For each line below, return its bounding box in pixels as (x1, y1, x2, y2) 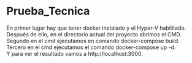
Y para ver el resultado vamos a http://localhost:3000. (6, 50, 143, 57)
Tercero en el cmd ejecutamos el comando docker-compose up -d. (6, 44, 176, 51)
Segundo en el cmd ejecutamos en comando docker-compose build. (6, 37, 180, 44)
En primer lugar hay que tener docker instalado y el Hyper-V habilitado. (6, 24, 186, 31)
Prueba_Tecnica (6, 4, 90, 18)
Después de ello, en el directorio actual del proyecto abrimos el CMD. (6, 30, 182, 38)
